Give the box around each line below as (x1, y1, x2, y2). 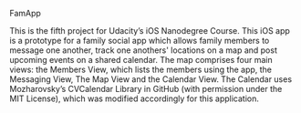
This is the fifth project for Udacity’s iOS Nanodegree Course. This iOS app (9, 26, 290, 36)
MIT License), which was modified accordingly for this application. (9, 93, 260, 104)
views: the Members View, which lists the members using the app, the (9, 64, 272, 75)
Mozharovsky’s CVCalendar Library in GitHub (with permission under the (9, 84, 283, 94)
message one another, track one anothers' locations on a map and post (9, 45, 278, 56)
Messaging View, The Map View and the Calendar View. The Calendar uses (9, 74, 293, 85)
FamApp (9, 8, 41, 18)
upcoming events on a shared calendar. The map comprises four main (9, 55, 274, 65)
